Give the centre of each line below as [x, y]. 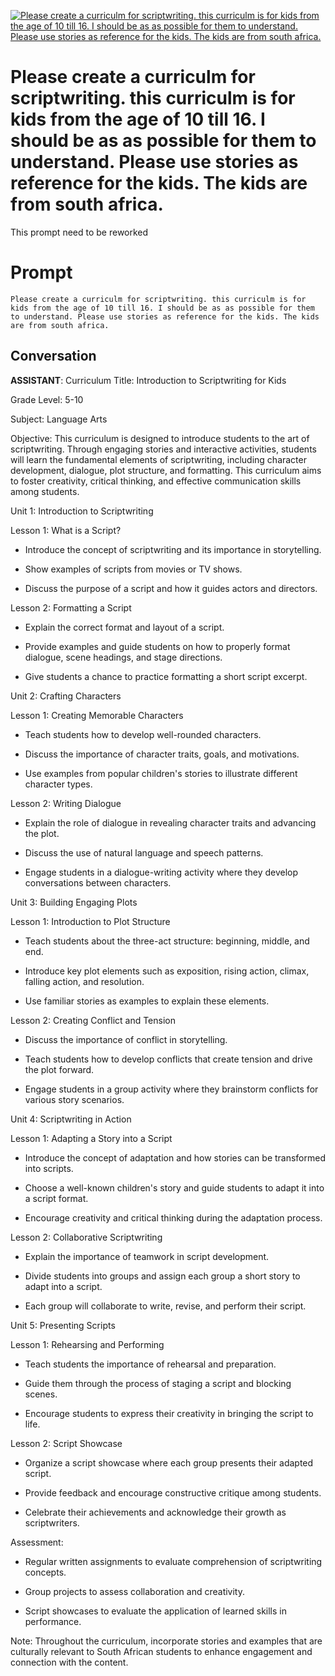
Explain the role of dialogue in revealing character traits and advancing [170, 822]
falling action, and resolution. [84, 981]
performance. [53, 1621]
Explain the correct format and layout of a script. [124, 627]
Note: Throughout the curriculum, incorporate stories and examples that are [166, 1641]
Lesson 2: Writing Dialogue [66, 803]
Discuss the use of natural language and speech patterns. [144, 852]
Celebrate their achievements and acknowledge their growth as [155, 1512]
